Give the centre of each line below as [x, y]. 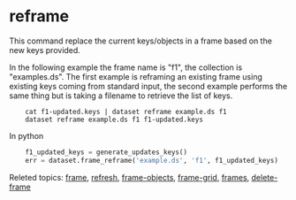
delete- [265, 177]
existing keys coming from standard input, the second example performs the [148, 86]
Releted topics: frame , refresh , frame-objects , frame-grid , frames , [129, 177]
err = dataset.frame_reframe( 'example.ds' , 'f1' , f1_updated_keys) [152, 160]
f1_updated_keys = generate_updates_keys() [106, 152]
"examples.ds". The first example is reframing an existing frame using [136, 76]
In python [27, 135]
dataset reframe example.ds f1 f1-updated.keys [114, 119]
